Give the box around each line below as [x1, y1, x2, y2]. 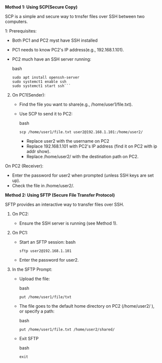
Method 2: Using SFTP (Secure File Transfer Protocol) [5, 192, 115, 198]
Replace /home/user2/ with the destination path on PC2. [26, 154, 139, 159]
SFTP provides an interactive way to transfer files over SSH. [5, 201, 124, 207]
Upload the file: [19, 276, 50, 281]
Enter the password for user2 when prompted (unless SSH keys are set [12, 172, 154, 178]
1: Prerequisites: [5, 28, 37, 33]
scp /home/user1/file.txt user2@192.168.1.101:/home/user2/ [19, 130, 143, 134]
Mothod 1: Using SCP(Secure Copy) [5, 4, 78, 10]
